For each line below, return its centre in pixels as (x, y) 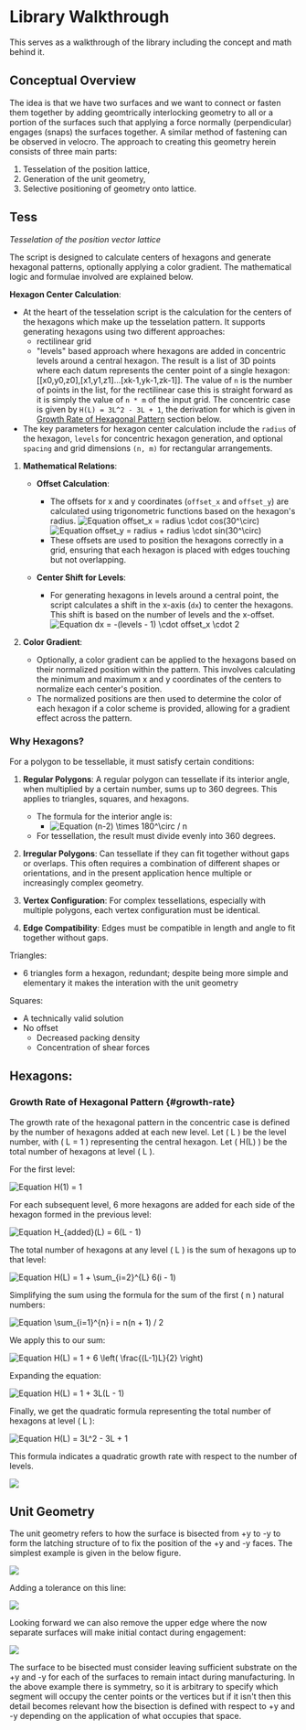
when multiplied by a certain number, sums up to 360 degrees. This (150, 789)
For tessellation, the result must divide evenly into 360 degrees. (156, 835)
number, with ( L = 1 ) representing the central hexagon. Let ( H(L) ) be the (148, 1142)
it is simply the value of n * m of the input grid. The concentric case (163, 399)
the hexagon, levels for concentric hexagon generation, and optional (153, 438)
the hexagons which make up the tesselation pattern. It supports (144, 321)
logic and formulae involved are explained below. (101, 276)
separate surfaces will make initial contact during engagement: (128, 1633)
